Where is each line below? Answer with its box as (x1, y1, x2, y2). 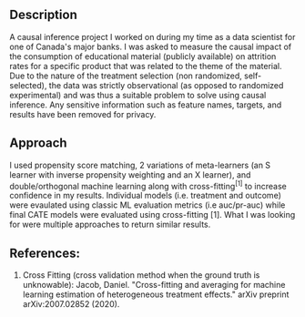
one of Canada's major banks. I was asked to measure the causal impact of (9, 41, 292, 52)
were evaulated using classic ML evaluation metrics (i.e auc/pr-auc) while (9, 199, 286, 210)
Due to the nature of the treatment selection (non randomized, (9, 70, 243, 81)
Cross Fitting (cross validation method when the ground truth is (22, 270, 260, 281)
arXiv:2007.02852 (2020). (22, 299, 120, 310)
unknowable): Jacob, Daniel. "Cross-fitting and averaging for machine (22, 280, 286, 291)
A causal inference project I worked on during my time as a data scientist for (9, 31, 296, 42)
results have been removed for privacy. (9, 108, 157, 119)
